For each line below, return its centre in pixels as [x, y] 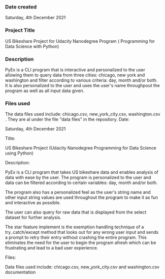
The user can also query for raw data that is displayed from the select [76, 212]
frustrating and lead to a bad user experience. [52, 248]
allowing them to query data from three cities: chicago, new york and [75, 75]
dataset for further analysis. [33, 217]
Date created [21, 7]
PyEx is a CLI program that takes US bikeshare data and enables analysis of [82, 172]
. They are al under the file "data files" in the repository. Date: [67, 120]
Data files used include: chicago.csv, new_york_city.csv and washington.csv [82, 267]
